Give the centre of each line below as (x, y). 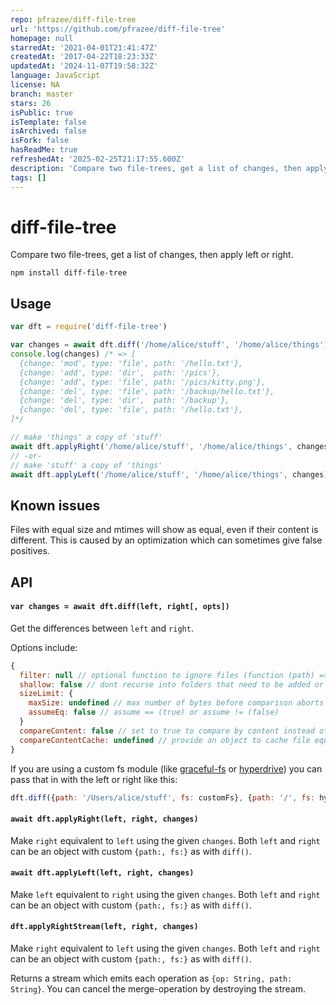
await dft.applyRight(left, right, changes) (104, 819)
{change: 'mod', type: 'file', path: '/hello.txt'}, (131, 363)
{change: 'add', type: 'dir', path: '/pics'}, (120, 372)
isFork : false (40, 141)
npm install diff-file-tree (69, 273)
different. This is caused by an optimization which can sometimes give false (166, 540)
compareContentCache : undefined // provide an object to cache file (165, 740)
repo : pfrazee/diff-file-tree (73, 19)
